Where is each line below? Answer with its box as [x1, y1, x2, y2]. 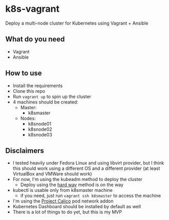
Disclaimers [5, 146, 45, 155]
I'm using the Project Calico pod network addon [12, 198, 114, 204]
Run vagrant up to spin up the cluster [12, 93, 91, 99]
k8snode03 [28, 131, 53, 137]
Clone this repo [12, 88, 45, 94]
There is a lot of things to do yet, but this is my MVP [12, 209, 122, 215]
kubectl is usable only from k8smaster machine [12, 187, 113, 193]
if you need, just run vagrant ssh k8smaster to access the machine [20, 193, 161, 199]
